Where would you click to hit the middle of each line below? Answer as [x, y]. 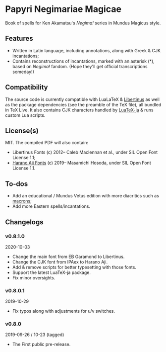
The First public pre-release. [41, 345]
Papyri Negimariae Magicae [63, 9]
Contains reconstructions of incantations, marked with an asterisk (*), [83, 61]
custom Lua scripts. [25, 115]
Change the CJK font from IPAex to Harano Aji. [60, 262]
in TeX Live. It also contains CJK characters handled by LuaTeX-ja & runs [79, 110]
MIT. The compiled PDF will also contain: [47, 143]
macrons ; [22, 201]
